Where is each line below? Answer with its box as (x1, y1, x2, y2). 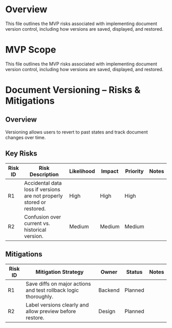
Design (98, 308, 116, 315)
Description (30, 170, 59, 178)
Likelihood (69, 167, 95, 174)
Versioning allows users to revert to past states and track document (5, 129, 148, 135)
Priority (125, 167, 144, 174)
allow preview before (25, 308, 76, 315)
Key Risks (5, 149, 37, 158)
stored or (24, 199, 46, 206)
